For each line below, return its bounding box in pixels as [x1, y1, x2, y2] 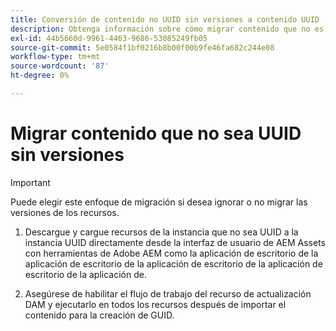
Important [10, 176, 51, 188]
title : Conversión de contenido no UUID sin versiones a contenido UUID [10, 14, 320, 25]
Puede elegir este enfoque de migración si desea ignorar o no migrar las [10, 196, 308, 208]
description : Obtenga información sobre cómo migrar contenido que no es [10, 24, 325, 34]
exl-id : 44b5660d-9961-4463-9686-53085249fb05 [10, 33, 208, 43]
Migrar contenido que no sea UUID [10, 122, 302, 145]
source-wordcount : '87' [10, 61, 110, 71]
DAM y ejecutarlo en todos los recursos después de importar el [24, 298, 287, 310]
